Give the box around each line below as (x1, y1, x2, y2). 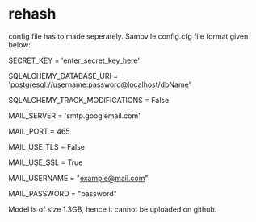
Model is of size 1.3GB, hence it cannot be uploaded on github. (8, 204, 217, 214)
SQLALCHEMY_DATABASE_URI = (8, 71, 119, 80)
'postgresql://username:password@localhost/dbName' (8, 80, 191, 89)
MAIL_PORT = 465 (8, 126, 70, 136)
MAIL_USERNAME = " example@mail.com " (8, 173, 149, 183)
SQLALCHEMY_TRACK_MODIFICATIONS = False (8, 95, 170, 105)
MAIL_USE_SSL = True (8, 158, 83, 167)
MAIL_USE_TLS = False (8, 142, 86, 151)
